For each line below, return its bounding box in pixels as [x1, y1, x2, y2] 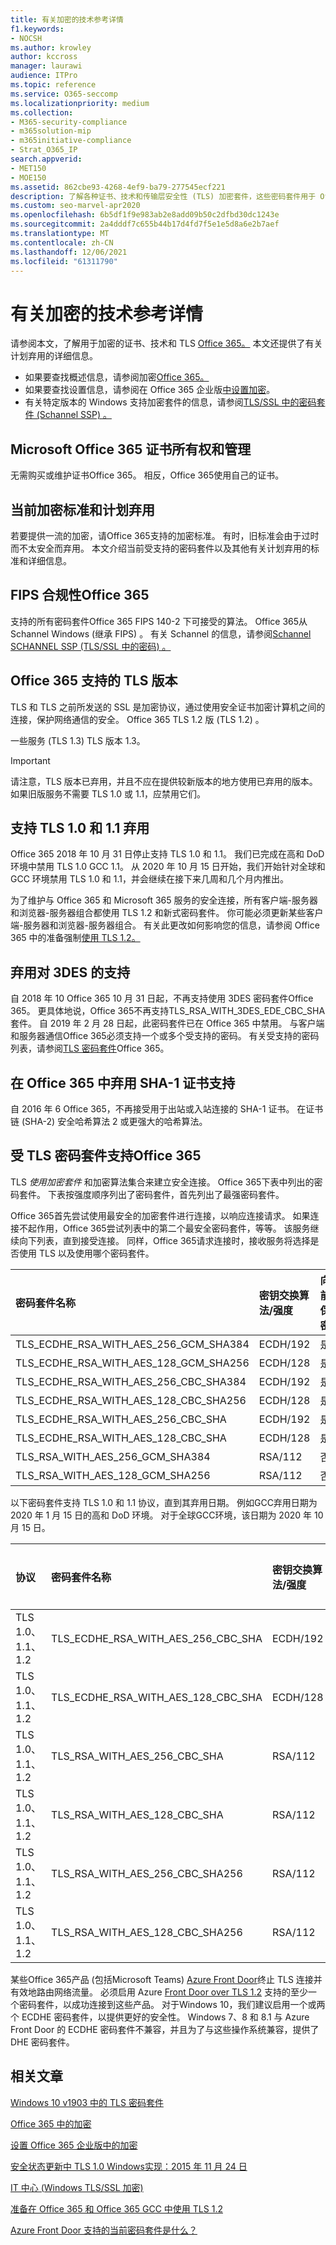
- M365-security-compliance [10, 117, 128, 127]
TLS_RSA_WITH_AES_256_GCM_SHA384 [15, 1449, 211, 1463]
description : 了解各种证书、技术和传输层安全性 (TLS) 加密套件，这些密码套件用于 [10, 191, 317, 201]
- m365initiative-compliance [10, 136, 132, 146]
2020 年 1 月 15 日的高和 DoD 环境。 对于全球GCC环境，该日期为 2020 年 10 [10, 1509, 324, 1521]
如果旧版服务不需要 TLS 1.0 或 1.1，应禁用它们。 [10, 787, 207, 800]
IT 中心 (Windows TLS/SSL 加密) [10, 2181, 144, 2193]
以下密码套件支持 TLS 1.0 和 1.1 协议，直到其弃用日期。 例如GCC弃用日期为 [10, 1496, 318, 1508]
